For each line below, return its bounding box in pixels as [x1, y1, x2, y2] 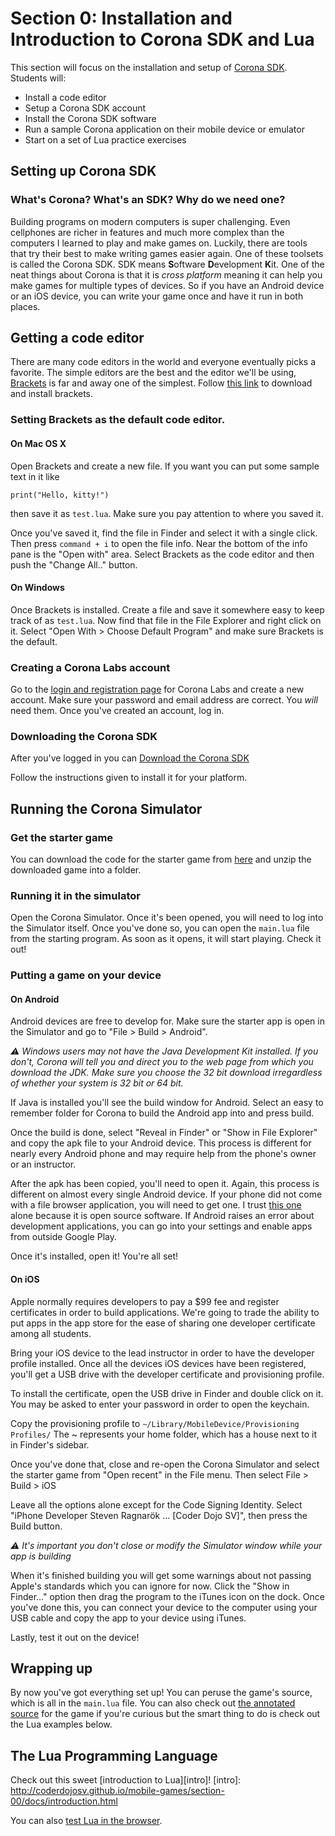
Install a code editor [24, 91, 107, 103]
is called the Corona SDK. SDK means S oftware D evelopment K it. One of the [10, 258, 325, 270]
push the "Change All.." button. [10, 558, 138, 571]
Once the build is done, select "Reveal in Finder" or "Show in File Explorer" [10, 1127, 318, 1139]
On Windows [10, 582, 65, 594]
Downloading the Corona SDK [10, 729, 158, 743]
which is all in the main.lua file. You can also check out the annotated [10, 1697, 296, 1709]
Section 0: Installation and [10, 7, 233, 30]
